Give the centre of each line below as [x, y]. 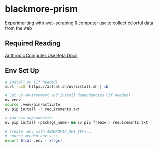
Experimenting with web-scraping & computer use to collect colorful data [79, 23]
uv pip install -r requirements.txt [42, 109]
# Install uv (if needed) [31, 82]
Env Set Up [22, 71]
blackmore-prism [41, 9]
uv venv [13, 100]
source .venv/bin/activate [33, 105]
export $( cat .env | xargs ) [34, 141]
